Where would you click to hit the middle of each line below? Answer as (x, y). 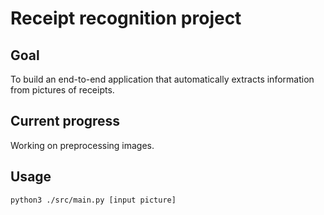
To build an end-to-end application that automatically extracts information (162, 79)
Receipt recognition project (126, 18)
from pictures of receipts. (62, 90)
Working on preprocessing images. (82, 145)
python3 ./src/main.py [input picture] (93, 200)
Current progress (65, 121)
